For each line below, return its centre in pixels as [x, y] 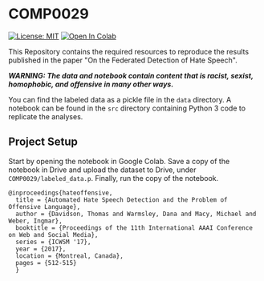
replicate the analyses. [46, 116]
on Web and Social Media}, [53, 235]
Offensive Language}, [45, 207]
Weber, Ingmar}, [35, 221]
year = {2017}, [41, 249]
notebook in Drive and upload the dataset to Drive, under [102, 170]
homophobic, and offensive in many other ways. [91, 84]
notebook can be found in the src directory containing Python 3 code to [127, 108]
